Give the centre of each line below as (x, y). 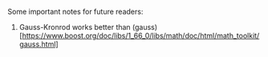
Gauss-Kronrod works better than (75, 27)
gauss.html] (39, 44)
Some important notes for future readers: (75, 12)
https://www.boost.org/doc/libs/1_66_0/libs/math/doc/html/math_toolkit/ (141, 36)
